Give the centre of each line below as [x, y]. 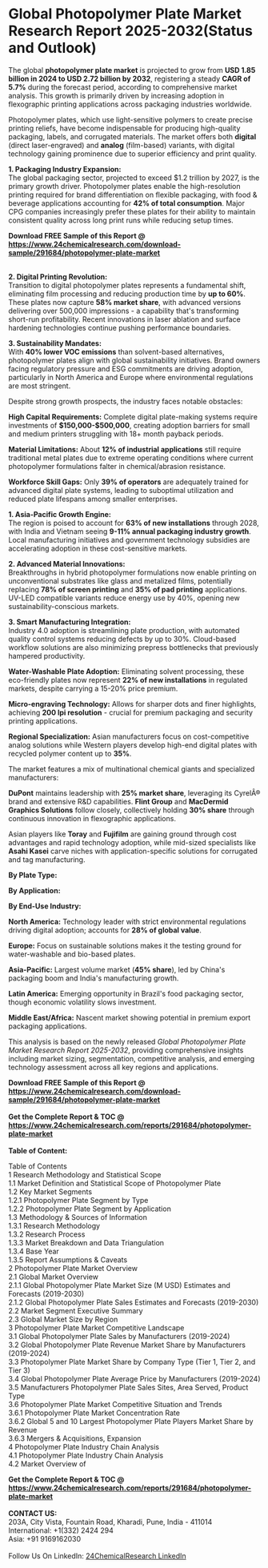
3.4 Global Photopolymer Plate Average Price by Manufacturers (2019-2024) [135, 1378]
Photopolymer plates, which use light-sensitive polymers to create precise [131, 119]
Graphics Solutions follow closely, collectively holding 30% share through [131, 810]
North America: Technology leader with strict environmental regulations [127, 921]
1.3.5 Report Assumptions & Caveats [68, 1259]
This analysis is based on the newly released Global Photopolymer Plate [127, 1041]
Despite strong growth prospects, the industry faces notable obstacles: [126, 401]
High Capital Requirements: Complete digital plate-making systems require [133, 416]
